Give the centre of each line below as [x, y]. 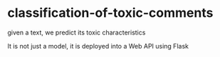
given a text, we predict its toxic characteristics [77, 32]
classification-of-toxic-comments [110, 13]
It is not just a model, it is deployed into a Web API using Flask [98, 46]
